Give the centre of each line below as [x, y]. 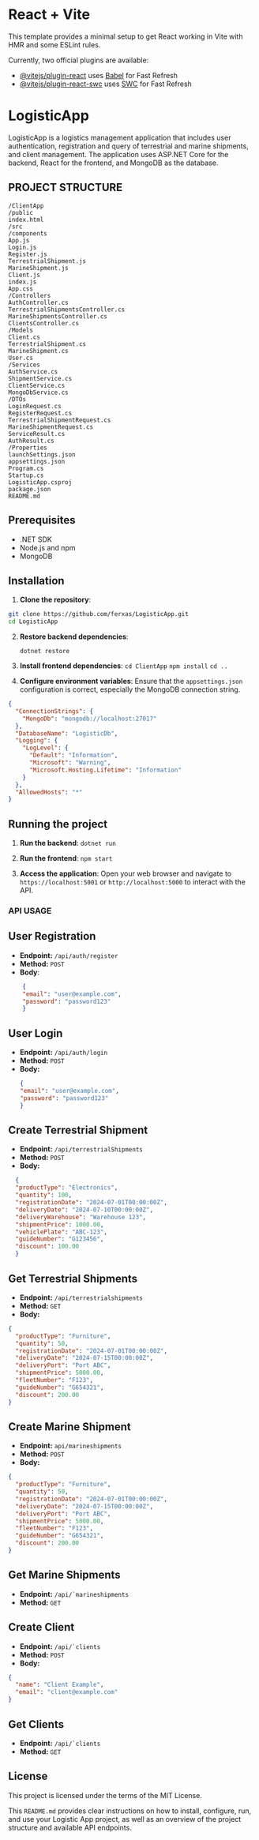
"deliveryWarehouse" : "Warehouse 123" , [81, 1217]
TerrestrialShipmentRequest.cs [60, 420]
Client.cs [24, 337]
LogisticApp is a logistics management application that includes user [120, 137]
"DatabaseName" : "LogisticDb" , [67, 733]
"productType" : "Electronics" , [67, 1188]
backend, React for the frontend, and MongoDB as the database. [113, 163]
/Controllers [30, 295]
